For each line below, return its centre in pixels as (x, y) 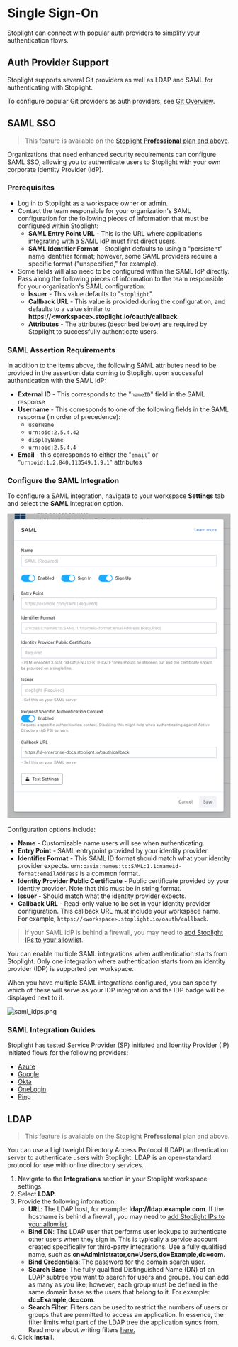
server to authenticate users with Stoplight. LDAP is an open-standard (109, 1157)
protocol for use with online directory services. (75, 1165)
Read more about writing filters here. (82, 1329)
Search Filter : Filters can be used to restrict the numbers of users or (128, 1307)
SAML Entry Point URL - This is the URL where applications (115, 233)
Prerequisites (31, 188)
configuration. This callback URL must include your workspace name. (119, 911)
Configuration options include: (52, 829)
